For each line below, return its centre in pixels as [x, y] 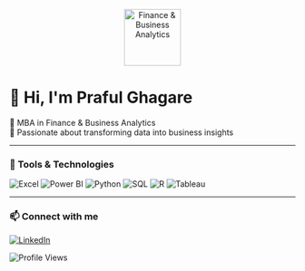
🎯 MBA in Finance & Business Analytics [83, 122]
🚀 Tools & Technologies [62, 164]
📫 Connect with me [54, 217]
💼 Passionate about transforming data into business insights [122, 132]
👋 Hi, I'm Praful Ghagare [101, 97]
